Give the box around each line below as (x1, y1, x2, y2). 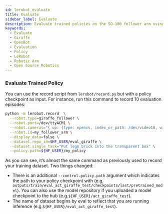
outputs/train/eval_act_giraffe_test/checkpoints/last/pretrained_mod (12, 183, 163, 188)
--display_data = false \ (9, 134, 59, 139)
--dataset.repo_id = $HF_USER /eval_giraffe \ (9, 139, 101, 144)
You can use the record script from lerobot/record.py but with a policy (5, 91, 151, 97)
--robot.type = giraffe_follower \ (9, 116, 79, 121)
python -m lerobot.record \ (5, 111, 66, 116)
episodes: (5, 101, 26, 107)
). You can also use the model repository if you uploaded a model (17, 187, 151, 193)
